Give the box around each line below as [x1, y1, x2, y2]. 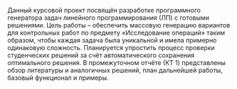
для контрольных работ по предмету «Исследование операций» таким [7, 28, 226, 37]
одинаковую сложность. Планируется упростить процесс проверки [7, 44, 215, 52]
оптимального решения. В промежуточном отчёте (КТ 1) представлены [7, 59, 226, 66]
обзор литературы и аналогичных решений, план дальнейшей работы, [7, 66, 223, 74]
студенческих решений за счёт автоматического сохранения [7, 51, 195, 59]
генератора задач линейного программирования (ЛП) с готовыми [7, 13, 210, 22]
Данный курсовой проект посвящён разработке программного [7, 6, 201, 14]
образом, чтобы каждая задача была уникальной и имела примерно [7, 36, 217, 44]
